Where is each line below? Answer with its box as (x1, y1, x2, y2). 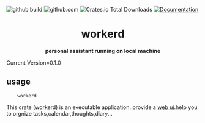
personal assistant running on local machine (45, 47, 161, 54)
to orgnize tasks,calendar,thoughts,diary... (6, 110, 113, 117)
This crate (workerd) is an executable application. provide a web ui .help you (6, 104, 198, 111)
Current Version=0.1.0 (6, 58, 61, 66)
